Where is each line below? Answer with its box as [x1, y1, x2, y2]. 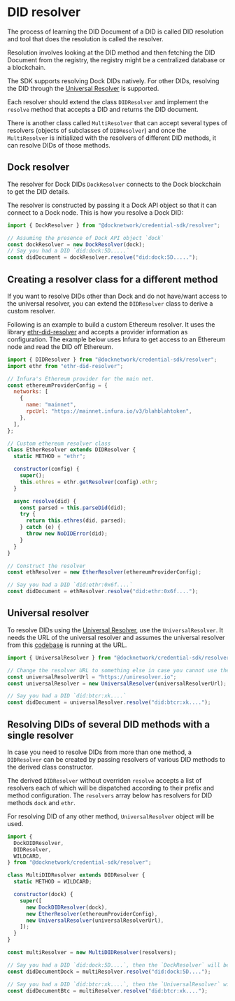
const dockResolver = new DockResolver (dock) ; [7, 241, 145, 248]
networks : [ [13, 388, 49, 395]
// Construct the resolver [7, 562, 86, 569]
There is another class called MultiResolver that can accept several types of [7, 118, 227, 127]
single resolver [7, 729, 74, 741]
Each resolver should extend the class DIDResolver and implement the [7, 97, 208, 106]
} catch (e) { [20, 524, 61, 531]
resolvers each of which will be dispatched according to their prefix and [7, 783, 215, 792]
